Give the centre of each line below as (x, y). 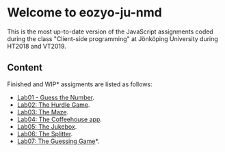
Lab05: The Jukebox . (47, 126)
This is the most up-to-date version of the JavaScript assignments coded (110, 31)
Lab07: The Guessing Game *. (58, 141)
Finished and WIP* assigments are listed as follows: (80, 84)
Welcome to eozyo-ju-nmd (84, 13)
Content (25, 67)
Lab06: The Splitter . (45, 134)
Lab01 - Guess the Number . (55, 97)
